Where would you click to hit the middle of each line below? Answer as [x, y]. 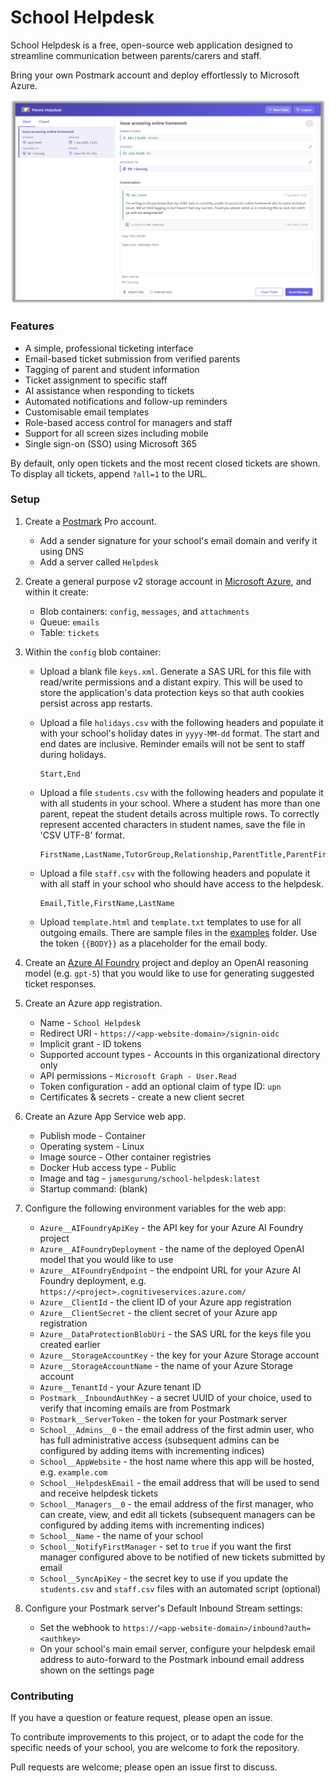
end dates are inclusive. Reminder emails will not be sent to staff [172, 743]
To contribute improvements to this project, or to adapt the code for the [157, 1737]
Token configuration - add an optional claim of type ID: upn [160, 1086]
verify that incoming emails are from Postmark [135, 1408]
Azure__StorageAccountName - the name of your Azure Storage [166, 1365]
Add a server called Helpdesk [99, 562]
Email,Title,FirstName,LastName [107, 903]
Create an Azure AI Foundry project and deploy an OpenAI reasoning [166, 962]
